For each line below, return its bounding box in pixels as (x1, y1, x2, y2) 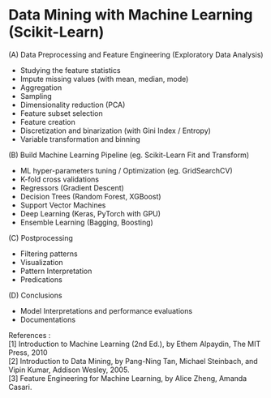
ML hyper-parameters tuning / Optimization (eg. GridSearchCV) (19, 165, 233, 175)
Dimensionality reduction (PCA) (19, 100, 126, 109)
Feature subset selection (19, 108, 103, 118)
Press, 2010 (8, 347, 48, 357)
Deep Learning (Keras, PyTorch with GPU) (19, 208, 161, 218)
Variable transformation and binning (19, 134, 140, 143)
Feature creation (19, 117, 75, 126)
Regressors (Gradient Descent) (19, 182, 124, 192)
